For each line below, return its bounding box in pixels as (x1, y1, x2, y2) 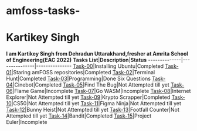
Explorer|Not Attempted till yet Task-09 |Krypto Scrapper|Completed (6, 94, 171, 101)
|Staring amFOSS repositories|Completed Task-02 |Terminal (11, 69, 155, 76)
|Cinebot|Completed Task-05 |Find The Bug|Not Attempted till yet (12, 81, 170, 88)
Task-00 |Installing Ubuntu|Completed (73, 63, 164, 70)
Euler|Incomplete (6, 119, 47, 126)
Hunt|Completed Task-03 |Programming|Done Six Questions (6, 75, 151, 82)
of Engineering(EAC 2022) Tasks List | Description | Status (6, 57, 147, 64)
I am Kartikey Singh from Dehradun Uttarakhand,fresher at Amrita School (6, 50, 189, 57)
